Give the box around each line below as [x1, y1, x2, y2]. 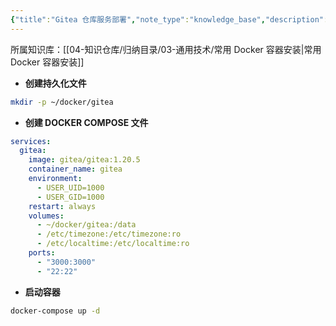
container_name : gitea [28, 164, 123, 175]
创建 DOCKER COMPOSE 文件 [24, 116, 149, 128]
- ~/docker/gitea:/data [36, 220, 137, 230]
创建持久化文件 [24, 77, 87, 89]
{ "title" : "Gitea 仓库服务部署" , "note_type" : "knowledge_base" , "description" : [10, 14, 329, 25]
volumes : [28, 211, 65, 221]
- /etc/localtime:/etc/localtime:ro [36, 239, 190, 249]
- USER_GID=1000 [36, 192, 105, 202]
